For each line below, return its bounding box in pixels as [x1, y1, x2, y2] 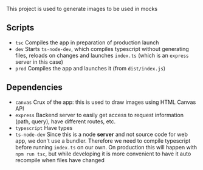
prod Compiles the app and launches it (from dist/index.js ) [15, 64, 166, 72]
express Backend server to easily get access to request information [15, 111, 184, 118]
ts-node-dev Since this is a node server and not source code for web [15, 131, 188, 138]
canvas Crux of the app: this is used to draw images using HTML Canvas [15, 98, 196, 106]
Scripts [6, 22, 35, 33]
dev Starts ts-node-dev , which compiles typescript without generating [15, 45, 190, 52]
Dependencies [6, 82, 63, 93]
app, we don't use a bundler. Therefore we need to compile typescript [15, 137, 191, 144]
